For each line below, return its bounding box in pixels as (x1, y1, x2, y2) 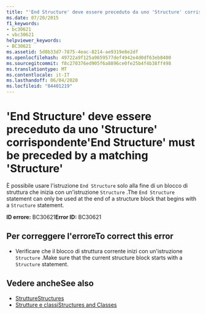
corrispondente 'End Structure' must (6, 136, 195, 150)
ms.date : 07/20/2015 (6, 15, 59, 21)
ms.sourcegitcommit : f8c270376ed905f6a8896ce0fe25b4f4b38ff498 (6, 60, 172, 66)
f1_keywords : (6, 20, 40, 26)
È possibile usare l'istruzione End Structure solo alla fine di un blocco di (6, 182, 188, 189)
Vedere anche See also (6, 278, 94, 289)
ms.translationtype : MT (6, 66, 67, 72)
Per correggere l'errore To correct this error (6, 231, 174, 242)
